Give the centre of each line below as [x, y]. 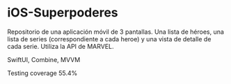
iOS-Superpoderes [63, 13]
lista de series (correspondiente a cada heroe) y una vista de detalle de [109, 39]
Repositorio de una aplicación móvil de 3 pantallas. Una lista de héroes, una [116, 32]
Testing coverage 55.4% [42, 73]
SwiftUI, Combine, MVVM [44, 59]
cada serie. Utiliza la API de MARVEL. [61, 46]
